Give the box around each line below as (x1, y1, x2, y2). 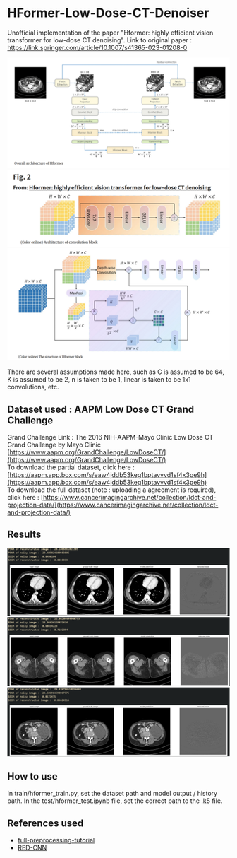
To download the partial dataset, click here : (7, 463, 135, 471)
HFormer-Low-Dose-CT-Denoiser (7, 5, 209, 21)
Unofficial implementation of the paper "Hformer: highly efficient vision (7, 28, 214, 37)
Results (7, 529, 42, 541)
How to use (7, 770, 58, 782)
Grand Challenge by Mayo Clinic (7, 440, 101, 449)
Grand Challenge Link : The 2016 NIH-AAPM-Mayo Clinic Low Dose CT (7, 433, 214, 441)
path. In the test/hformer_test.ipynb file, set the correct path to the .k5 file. (7, 797, 223, 805)
